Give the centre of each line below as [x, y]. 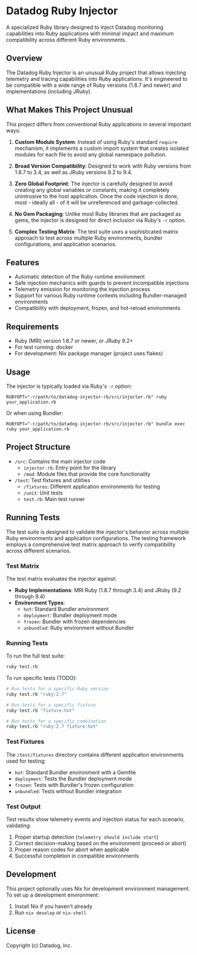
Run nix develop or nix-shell [51, 913]
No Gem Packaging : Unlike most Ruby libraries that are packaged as [98, 214]
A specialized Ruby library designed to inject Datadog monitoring [85, 27]
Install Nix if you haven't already [54, 906]
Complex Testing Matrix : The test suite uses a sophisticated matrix [96, 231]
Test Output [24, 806]
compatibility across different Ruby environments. [66, 40]
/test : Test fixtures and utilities [52, 480]
